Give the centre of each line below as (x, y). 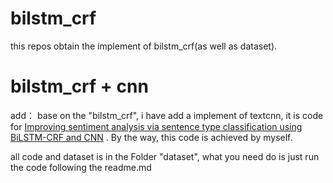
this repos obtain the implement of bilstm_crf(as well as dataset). (144, 46)
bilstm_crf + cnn (79, 86)
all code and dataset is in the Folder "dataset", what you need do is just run (165, 156)
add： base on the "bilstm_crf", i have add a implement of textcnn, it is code (167, 115)
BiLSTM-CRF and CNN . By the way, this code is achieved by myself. (151, 137)
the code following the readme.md (81, 167)
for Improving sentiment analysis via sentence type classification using (156, 126)
